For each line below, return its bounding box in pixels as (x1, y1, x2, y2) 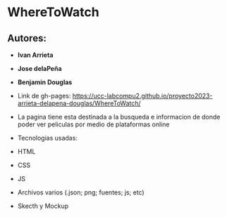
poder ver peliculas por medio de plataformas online (17, 120, 170, 129)
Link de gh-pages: (17, 92, 71, 100)
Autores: (7, 32, 47, 44)
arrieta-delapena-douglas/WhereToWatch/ (17, 99, 141, 107)
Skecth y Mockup (17, 202, 69, 210)
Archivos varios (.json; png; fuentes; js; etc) (17, 188, 145, 197)
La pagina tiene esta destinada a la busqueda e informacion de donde (17, 113, 221, 121)
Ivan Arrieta (17, 51, 54, 59)
